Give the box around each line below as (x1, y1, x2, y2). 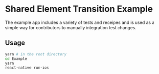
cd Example (5, 56, 27, 61)
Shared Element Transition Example (5, 3, 153, 15)
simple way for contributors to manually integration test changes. (5, 24, 136, 30)
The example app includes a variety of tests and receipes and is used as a (5, 19, 155, 25)
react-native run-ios (5, 65, 49, 70)
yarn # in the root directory (5, 52, 67, 56)
